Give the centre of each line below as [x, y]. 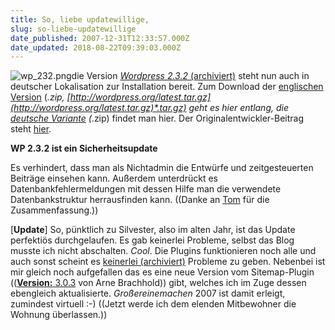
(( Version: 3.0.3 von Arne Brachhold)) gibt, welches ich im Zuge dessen [158, 283]
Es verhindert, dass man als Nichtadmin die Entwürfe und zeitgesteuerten [162, 168]
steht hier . [31, 129]
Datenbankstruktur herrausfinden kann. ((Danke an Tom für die [140, 200]
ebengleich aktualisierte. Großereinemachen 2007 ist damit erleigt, [148, 293]
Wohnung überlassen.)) [59, 315]
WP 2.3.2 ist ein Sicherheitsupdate [84, 148]
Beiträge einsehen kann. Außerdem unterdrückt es [114, 178]
